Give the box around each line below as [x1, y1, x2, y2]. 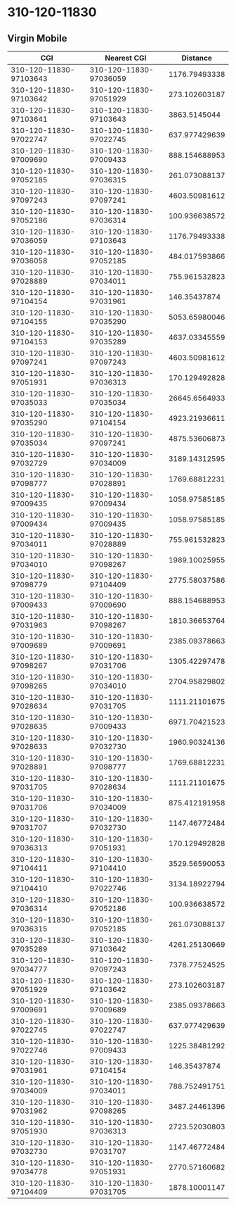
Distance [181, 54, 213, 63]
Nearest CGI [105, 54, 147, 63]
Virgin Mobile [7, 32, 67, 44]
